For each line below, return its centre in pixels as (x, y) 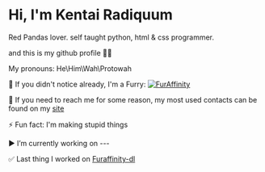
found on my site (36, 108)
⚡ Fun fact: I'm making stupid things (68, 124)
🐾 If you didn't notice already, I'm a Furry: (77, 84)
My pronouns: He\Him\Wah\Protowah (70, 68)
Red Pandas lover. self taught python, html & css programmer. (111, 37)
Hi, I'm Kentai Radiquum (90, 15)
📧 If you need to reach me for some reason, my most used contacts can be (133, 99)
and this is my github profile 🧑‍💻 (60, 52)
